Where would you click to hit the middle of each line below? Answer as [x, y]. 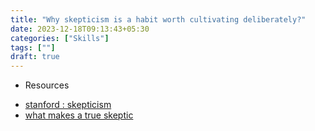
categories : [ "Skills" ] [60, 38]
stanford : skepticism [68, 105]
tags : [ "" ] [33, 47]
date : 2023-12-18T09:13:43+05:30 [80, 29]
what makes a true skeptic [79, 115]
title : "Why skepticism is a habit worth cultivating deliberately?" [158, 19]
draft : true [35, 57]
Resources [47, 85]
